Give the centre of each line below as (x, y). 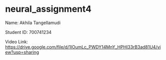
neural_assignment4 (48, 9)
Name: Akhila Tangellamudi (33, 23)
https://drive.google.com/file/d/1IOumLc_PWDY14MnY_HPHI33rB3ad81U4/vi (83, 47)
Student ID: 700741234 (28, 32)
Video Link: (17, 42)
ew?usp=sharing (22, 52)
